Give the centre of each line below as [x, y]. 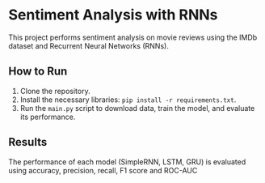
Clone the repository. [55, 91]
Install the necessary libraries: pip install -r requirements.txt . [128, 100]
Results [28, 142]
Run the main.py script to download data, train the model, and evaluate [137, 108]
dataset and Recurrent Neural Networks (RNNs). [89, 45]
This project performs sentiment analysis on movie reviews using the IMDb [133, 37]
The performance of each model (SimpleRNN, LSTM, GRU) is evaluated [127, 162]
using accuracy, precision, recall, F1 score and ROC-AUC [103, 170]
